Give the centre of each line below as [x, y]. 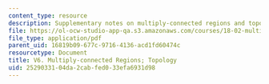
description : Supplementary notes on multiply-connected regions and [127, 23]
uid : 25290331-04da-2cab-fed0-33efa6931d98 [82, 68]
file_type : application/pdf [55, 38]
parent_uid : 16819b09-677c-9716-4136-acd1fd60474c [94, 46]
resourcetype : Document [48, 53]
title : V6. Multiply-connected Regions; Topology [93, 61]
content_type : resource [48, 16]
